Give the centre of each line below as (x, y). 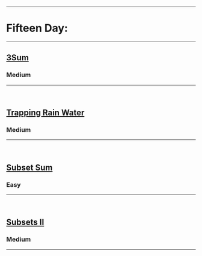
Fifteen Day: (37, 28)
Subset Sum (29, 167)
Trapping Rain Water (45, 113)
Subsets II (25, 223)
